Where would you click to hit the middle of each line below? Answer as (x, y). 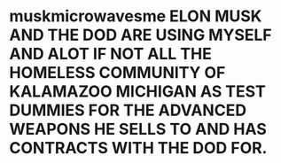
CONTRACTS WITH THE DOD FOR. (138, 148)
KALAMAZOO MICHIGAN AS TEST (137, 92)
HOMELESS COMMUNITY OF (117, 73)
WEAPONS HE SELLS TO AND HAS (138, 129)
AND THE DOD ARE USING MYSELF (140, 35)
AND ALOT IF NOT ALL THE (111, 54)
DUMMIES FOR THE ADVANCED (128, 110)
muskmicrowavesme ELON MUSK (136, 16)
